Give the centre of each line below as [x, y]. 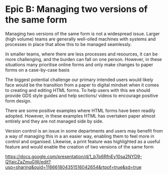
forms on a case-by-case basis [37, 70]
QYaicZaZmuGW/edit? [28, 161]
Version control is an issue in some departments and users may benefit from [84, 130]
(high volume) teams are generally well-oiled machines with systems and [80, 39]
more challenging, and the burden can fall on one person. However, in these [83, 59]
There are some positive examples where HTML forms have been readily [80, 110]
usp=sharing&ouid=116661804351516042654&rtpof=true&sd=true [73, 167]
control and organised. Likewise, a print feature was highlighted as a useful [83, 141]
